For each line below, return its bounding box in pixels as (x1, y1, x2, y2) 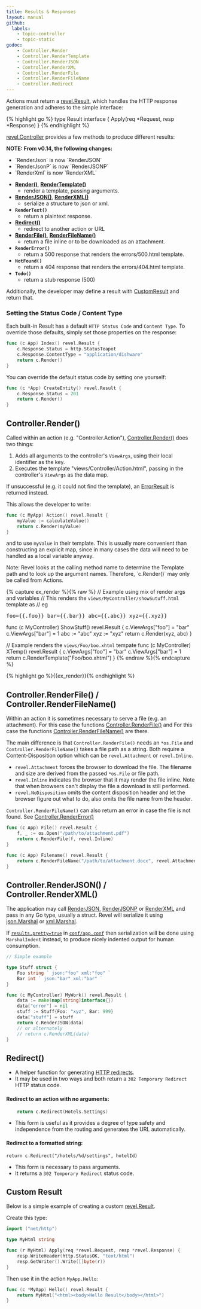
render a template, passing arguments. (23, 187, 120, 194)
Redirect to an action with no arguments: (6, 1095, 109, 1102)
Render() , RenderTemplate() (14, 181, 87, 188)
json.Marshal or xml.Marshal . (6, 918, 78, 925)
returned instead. (6, 489, 49, 496)
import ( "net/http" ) (6, 1226, 58, 1232)
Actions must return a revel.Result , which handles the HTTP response (6, 97, 178, 105)
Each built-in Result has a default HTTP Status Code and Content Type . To (6, 322, 185, 329)
